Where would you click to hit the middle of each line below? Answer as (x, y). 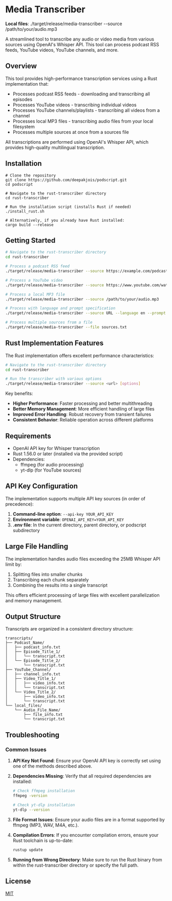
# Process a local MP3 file (35, 294)
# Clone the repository (31, 175)
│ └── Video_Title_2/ (31, 692)
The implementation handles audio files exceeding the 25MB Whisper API (83, 559)
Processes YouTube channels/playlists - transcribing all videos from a (86, 110)
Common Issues (26, 749)
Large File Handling (37, 547)
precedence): (20, 504)
